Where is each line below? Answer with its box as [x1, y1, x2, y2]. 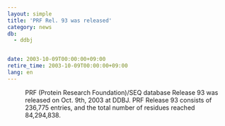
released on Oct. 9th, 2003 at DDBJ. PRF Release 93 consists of [25, 96, 212, 104]
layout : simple [7, 10, 52, 18]
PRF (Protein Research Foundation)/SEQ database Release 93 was [25, 88, 219, 96]
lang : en [7, 69, 33, 76]
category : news [7, 23, 52, 30]
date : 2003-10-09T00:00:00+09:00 [7, 56, 106, 63]
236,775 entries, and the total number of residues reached [25, 103, 195, 112]
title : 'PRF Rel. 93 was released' [7, 17, 112, 24]
